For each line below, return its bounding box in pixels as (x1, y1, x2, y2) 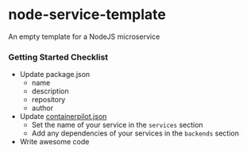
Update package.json (19, 70, 91, 79)
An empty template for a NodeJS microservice (8, 32, 160, 41)
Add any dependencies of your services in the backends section (31, 128, 240, 138)
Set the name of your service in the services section (31, 120, 204, 130)
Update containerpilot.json (19, 112, 107, 121)
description (31, 86, 69, 96)
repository (31, 95, 66, 105)
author (31, 103, 54, 113)
